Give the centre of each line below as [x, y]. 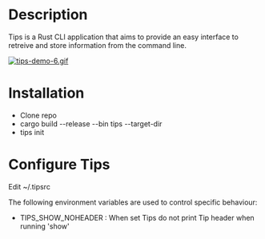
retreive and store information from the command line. [97, 45]
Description [48, 15]
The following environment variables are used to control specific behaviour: [133, 202]
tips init [32, 132]
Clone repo [38, 115]
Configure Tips [59, 165]
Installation [46, 93]
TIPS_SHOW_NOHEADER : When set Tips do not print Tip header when [137, 217]
